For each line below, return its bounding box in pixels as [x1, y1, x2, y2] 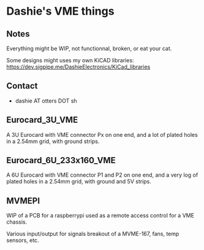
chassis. [6, 218, 28, 226]
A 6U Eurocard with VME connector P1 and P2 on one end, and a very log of [6, 171, 198, 178]
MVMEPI [6, 196, 40, 206]
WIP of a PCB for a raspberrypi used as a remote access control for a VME [6, 212, 195, 219]
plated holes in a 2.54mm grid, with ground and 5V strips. [6, 178, 152, 185]
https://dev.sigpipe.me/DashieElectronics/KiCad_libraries [6, 63, 151, 70]
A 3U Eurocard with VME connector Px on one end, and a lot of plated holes [6, 131, 198, 138]
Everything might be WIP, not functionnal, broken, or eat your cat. [6, 45, 172, 52]
